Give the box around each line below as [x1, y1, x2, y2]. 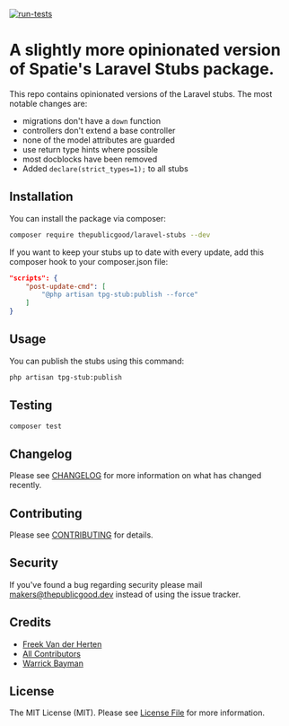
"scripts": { [9, 274, 58, 283]
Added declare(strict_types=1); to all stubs [22, 162, 188, 174]
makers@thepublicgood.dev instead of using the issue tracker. [9, 589, 241, 599]
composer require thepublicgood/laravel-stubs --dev [9, 230, 211, 240]
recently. [9, 480, 42, 491]
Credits [9, 615, 52, 630]
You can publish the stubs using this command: [9, 355, 185, 366]
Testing [9, 398, 53, 413]
